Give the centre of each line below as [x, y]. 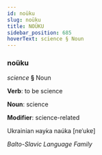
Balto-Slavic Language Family [50, 144]
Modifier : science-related [43, 118]
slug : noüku [24, 20]
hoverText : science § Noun [46, 39]
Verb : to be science [35, 91]
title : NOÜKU [26, 26]
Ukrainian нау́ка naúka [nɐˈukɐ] [51, 131]
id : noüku [21, 13]
